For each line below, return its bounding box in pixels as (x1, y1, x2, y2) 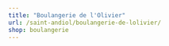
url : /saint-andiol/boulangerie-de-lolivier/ (8, 19, 161, 27)
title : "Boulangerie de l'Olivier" (8, 11, 126, 19)
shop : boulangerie (8, 26, 69, 34)
